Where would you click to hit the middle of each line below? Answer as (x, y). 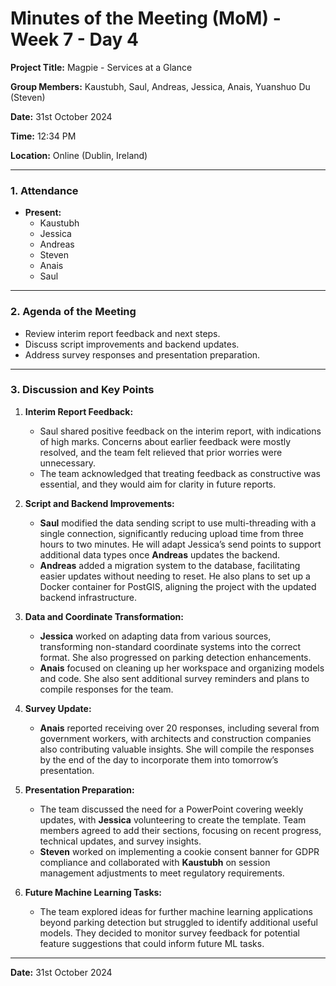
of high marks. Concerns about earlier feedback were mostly (165, 441)
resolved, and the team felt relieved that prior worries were (161, 452)
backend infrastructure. (88, 597)
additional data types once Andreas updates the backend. (160, 554)
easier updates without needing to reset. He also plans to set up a (175, 576)
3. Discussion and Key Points (82, 390)
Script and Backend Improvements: (99, 503)
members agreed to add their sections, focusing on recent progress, (180, 830)
